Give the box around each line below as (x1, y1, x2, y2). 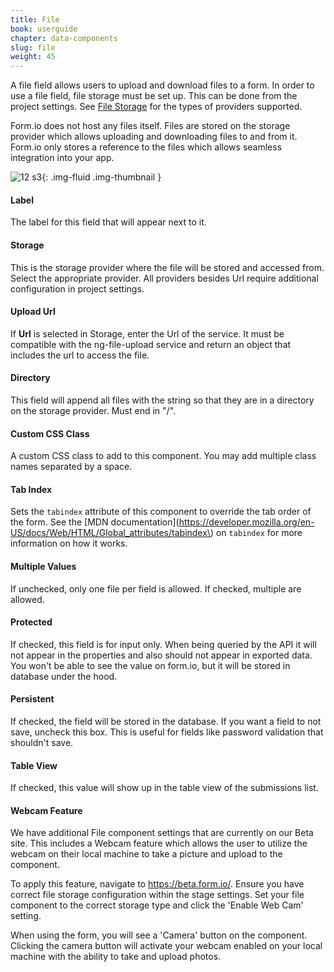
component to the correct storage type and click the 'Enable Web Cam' (10, 899, 304, 911)
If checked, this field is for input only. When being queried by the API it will (10, 638, 317, 650)
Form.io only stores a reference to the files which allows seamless (10, 141, 283, 153)
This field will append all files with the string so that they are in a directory (10, 394, 315, 406)
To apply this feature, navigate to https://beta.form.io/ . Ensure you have (10, 878, 305, 890)
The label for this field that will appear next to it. (10, 216, 207, 228)
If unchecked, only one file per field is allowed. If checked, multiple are (10, 582, 302, 595)
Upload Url (10, 306, 56, 318)
